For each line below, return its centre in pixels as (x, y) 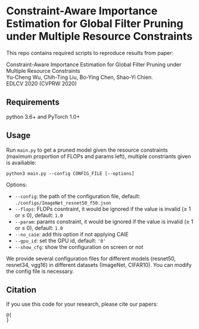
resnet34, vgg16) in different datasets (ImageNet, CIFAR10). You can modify (99, 265)
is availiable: (21, 162)
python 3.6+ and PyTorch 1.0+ (43, 116)
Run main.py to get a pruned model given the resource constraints (87, 150)
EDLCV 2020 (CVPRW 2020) (42, 83)
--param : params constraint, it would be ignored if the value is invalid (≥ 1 (104, 222)
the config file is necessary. (40, 271)
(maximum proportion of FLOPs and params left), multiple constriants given (99, 156)
